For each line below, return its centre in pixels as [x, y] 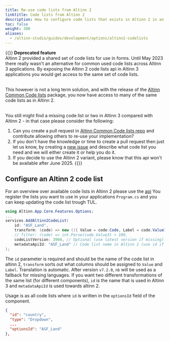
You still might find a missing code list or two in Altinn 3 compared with [79, 115]
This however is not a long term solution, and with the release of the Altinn [83, 89]
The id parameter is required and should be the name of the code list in [80, 259]
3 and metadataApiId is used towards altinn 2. [53, 286]
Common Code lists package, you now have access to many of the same [81, 95]
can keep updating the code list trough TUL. [51, 202]
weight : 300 [18, 29]
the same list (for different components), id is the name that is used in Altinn [85, 280]
